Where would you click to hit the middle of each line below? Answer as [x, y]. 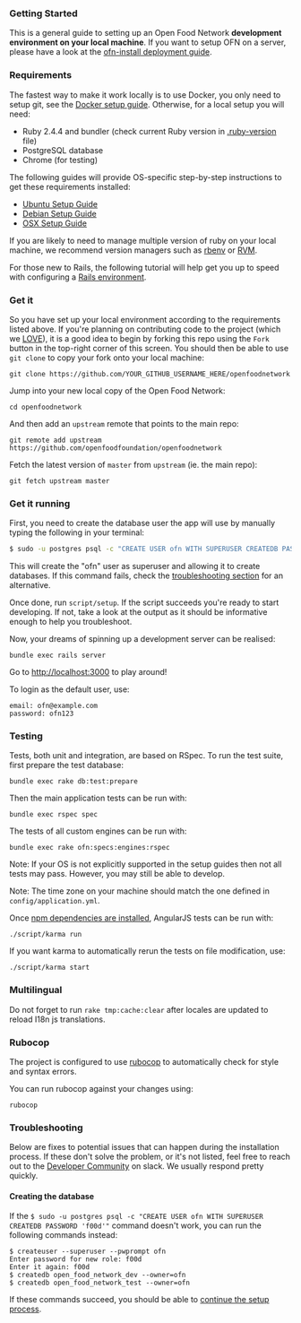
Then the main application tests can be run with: [98, 798]
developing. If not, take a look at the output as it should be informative [138, 612]
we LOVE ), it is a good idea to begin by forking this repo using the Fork [140, 338]
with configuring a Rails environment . [78, 277]
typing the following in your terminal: [77, 532]
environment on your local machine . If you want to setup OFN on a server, [148, 42]
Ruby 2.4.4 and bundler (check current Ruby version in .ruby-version [149, 131]
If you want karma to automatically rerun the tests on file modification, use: [147, 951]
